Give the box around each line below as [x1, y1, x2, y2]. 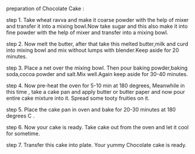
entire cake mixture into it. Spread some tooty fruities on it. [6, 94, 150, 101]
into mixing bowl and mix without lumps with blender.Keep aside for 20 [6, 47, 179, 54]
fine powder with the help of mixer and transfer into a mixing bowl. [6, 29, 169, 36]
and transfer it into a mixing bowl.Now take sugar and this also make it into [6, 23, 188, 30]
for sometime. [6, 130, 40, 137]
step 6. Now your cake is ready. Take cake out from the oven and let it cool [6, 124, 189, 130]
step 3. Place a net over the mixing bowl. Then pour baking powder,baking [6, 64, 188, 71]
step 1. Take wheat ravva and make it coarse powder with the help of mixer [6, 17, 189, 23]
